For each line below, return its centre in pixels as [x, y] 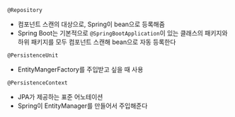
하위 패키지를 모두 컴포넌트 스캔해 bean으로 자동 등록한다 [97, 42]
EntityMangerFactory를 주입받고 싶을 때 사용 [80, 69]
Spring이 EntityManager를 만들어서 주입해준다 [82, 106]
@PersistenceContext [38, 83]
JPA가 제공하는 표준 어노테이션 [60, 97]
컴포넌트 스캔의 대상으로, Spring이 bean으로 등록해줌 [91, 24]
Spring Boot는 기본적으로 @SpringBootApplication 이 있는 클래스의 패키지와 [122, 33]
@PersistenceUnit [33, 55]
